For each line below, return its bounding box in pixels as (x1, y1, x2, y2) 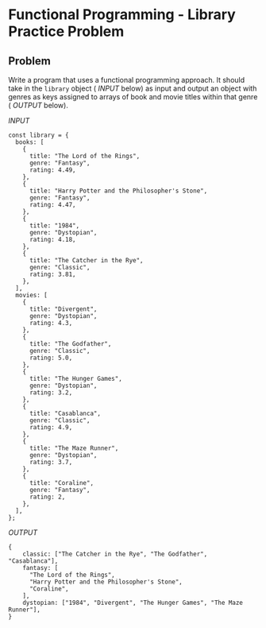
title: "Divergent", (29, 305, 98, 313)
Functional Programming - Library (8, 6, 236, 24)
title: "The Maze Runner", (29, 444, 119, 452)
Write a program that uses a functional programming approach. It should (8, 76, 245, 84)
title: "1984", (29, 222, 80, 230)
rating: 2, (29, 493, 66, 501)
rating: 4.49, (29, 166, 77, 174)
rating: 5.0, (29, 354, 73, 362)
